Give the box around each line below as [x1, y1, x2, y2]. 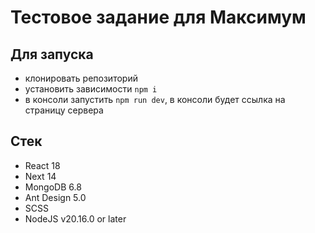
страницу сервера [24, 104, 104, 116]
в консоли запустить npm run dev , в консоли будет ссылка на [24, 94, 286, 105]
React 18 [24, 159, 61, 171]
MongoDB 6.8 [24, 181, 82, 193]
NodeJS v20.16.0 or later [24, 212, 127, 225]
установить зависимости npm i [24, 83, 158, 95]
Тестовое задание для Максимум [10, 6, 307, 29]
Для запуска [10, 46, 94, 63]
